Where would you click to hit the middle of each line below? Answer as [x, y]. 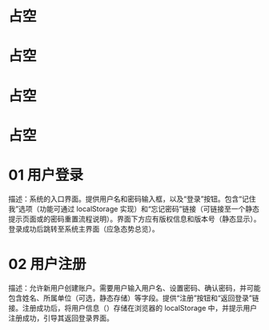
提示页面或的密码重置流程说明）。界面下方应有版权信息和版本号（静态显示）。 [134, 219]
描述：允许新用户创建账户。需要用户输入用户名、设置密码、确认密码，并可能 [134, 288]
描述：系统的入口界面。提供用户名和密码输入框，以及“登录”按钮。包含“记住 [132, 199]
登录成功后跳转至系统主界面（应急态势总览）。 [84, 228]
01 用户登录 [46, 175]
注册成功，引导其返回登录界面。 [61, 318]
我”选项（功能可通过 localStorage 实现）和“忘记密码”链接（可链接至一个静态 [134, 208]
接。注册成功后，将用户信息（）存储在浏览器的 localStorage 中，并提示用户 [133, 308]
